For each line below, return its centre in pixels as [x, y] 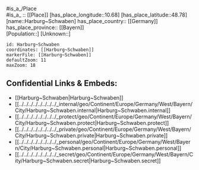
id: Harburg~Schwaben [33, 44]
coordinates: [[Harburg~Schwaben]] [50, 50]
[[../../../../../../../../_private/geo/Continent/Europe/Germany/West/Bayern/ [103, 129]
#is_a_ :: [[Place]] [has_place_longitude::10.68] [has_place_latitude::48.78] [97, 15]
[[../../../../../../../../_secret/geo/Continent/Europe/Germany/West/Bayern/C [104, 154]
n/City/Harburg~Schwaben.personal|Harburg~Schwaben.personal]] [98, 148]
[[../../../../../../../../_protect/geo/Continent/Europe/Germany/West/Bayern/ [103, 116]
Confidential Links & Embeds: [62, 83]
